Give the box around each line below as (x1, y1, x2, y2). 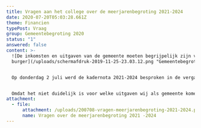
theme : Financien (6, 20, 50, 26)
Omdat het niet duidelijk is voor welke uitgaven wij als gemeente (11, 90, 184, 96)
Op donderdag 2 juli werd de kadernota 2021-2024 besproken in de (11, 74, 181, 80)
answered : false (6, 42, 47, 48)
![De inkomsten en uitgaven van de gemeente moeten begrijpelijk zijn (11, 53, 191, 59)
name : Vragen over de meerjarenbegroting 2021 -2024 (22, 113, 157, 118)
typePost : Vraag (6, 25, 47, 32)
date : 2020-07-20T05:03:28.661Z (6, 14, 87, 20)
